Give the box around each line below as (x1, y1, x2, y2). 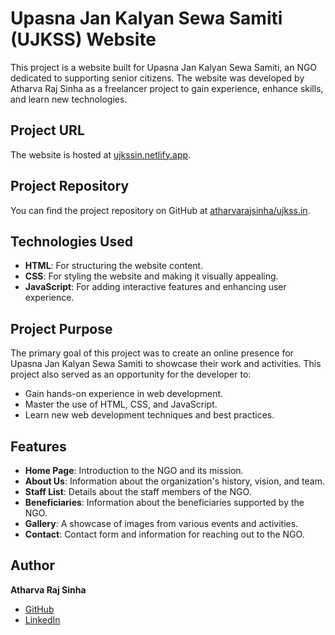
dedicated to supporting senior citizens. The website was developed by (10, 72, 305, 84)
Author (10, 557, 55, 574)
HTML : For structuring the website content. (24, 260, 204, 272)
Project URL (10, 122, 85, 139)
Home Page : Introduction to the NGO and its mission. (24, 465, 244, 476)
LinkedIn (24, 613, 61, 626)
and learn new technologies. (10, 93, 128, 105)
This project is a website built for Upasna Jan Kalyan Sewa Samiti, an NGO (10, 61, 318, 73)
